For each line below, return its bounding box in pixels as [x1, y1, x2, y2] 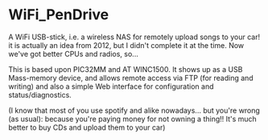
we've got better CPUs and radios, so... [8, 49, 138, 58]
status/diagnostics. [8, 90, 72, 99]
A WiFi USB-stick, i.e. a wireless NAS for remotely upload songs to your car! [8, 32, 260, 42]
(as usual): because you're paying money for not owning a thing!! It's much [8, 114, 258, 123]
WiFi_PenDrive [8, 6, 109, 24]
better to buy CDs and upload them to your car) [8, 122, 166, 132]
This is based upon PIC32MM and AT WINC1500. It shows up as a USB [8, 64, 243, 74]
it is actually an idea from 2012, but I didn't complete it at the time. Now [8, 40, 245, 50]
